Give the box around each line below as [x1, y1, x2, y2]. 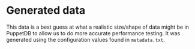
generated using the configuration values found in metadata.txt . [6, 36, 165, 43]
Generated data [6, 4, 86, 17]
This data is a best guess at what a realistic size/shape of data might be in [6, 23, 189, 30]
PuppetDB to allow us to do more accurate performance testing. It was [6, 29, 181, 36]
